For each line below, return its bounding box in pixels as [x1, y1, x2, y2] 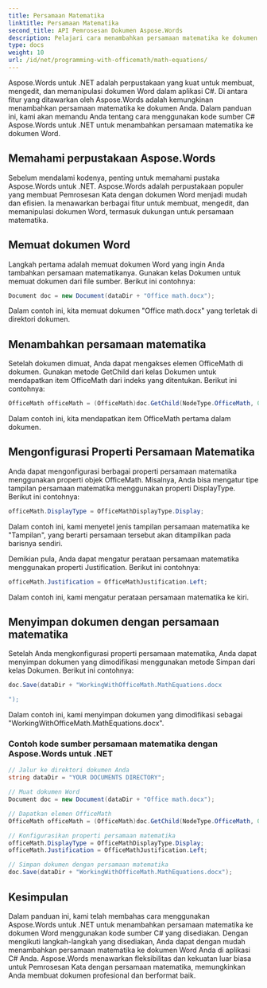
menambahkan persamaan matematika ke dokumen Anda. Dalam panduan [8, 103, 252, 112]
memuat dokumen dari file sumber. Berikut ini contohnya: [8, 276, 196, 286]
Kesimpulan [8, 890, 69, 904]
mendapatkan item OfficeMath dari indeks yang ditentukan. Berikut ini [8, 376, 237, 385]
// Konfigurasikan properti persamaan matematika [8, 831, 176, 840]
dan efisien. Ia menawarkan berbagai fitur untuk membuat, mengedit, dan [8, 198, 250, 208]
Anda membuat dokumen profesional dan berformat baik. [8, 970, 196, 980]
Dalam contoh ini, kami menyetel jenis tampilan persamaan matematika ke [8, 521, 250, 531]
